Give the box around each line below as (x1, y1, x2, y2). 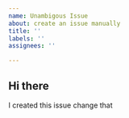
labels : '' (8, 34, 45, 43)
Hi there (8, 78, 50, 93)
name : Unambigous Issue (8, 11, 89, 20)
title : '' (8, 27, 42, 35)
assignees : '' (8, 42, 56, 50)
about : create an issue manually (8, 19, 121, 27)
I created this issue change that (8, 100, 113, 110)
